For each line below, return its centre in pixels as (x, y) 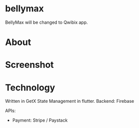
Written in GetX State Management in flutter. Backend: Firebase (70, 101)
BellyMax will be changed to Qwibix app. (46, 22)
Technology (30, 87)
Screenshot (29, 65)
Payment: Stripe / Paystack (40, 120)
